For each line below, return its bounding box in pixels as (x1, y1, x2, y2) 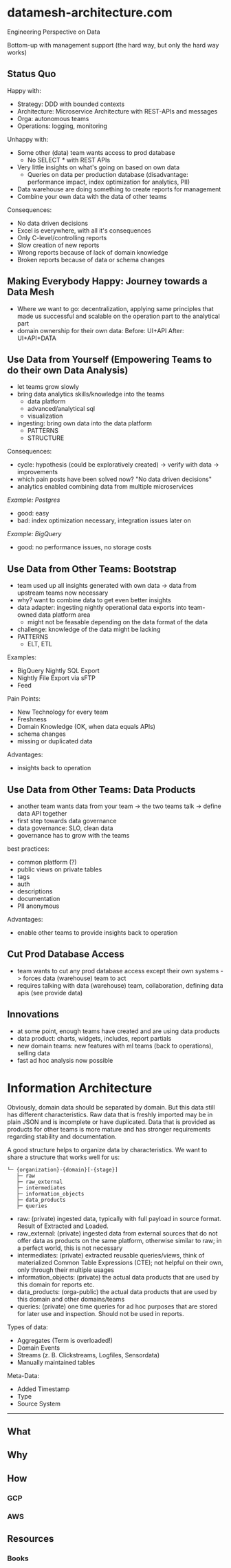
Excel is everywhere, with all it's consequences (16, 226, 151, 235)
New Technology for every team (16, 708, 109, 717)
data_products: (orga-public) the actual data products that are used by (16, 1287, 217, 1295)
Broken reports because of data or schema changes (16, 255, 165, 264)
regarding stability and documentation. (7, 1132, 117, 1141)
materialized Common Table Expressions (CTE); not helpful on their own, (16, 1258, 223, 1267)
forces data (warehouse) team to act (23, 974, 126, 982)
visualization (27, 412, 63, 421)
